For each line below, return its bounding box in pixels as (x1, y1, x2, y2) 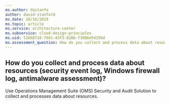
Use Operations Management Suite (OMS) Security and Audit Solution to (5, 87, 157, 93)
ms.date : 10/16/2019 (5, 17, 49, 22)
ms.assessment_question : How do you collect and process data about (5, 40, 153, 45)
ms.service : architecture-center (5, 26, 76, 31)
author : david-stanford (5, 12, 56, 17)
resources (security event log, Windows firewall (5, 66, 160, 75)
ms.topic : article (5, 21, 44, 27)
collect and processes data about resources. (5, 93, 99, 99)
